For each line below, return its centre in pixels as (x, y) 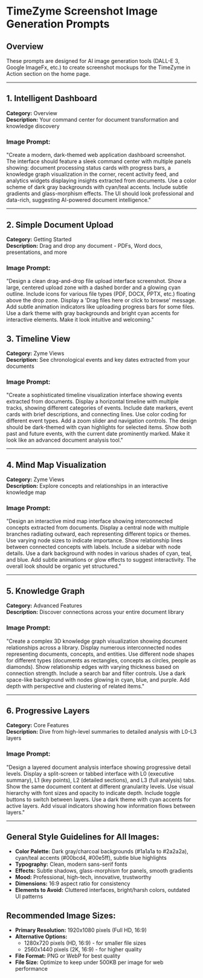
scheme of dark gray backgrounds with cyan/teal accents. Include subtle (97, 187)
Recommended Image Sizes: (61, 915)
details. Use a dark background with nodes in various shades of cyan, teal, (99, 553)
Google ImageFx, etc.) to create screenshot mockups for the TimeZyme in (98, 67)
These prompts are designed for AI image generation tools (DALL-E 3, (93, 61)
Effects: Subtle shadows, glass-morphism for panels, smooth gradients (104, 871)
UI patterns (29, 896)
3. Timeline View (38, 338)
